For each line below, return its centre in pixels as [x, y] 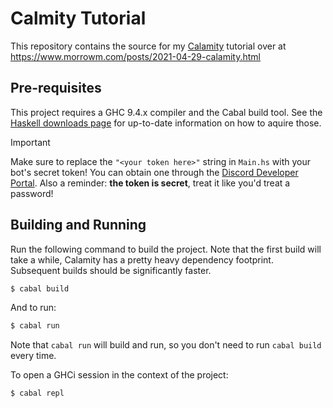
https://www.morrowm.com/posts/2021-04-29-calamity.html [136, 56]
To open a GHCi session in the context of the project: [119, 375]
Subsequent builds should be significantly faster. [111, 270]
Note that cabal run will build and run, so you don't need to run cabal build [166, 345]
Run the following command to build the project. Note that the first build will [166, 249]
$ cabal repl [37, 393]
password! [32, 193]
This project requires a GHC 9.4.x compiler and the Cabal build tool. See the [166, 112]
